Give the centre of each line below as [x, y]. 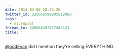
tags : [11, 19]
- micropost [22, 23]
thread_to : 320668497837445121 [37, 28]
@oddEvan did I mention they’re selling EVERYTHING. [60, 46]
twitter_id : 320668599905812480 [38, 14]
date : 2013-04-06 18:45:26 [33, 10]
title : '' [15, 32]
